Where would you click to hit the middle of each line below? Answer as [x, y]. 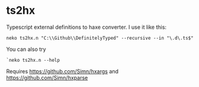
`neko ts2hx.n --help [33, 60]
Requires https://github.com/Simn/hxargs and [62, 71]
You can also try [26, 49]
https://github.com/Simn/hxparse [47, 77]
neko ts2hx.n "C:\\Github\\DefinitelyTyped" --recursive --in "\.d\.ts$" [100, 38]
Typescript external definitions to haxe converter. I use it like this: [86, 27]
